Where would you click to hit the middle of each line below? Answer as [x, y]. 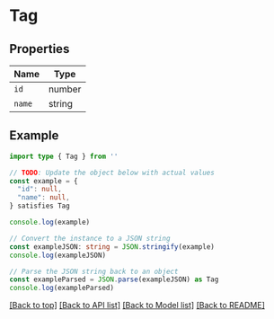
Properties [40, 49]
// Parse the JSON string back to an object [94, 271]
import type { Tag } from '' [64, 156]
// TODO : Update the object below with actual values [112, 173]
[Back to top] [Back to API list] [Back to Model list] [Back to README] [137, 306]
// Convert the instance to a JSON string [90, 238]
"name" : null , [44, 198]
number [65, 89]
